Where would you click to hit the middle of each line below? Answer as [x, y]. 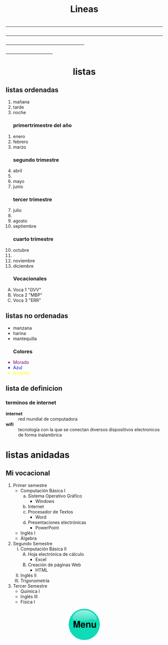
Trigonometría [35, 580]
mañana [21, 102]
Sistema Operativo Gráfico [55, 496]
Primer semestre [30, 485]
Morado [21, 362]
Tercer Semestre [30, 586]
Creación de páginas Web [54, 565]
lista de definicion [34, 389]
